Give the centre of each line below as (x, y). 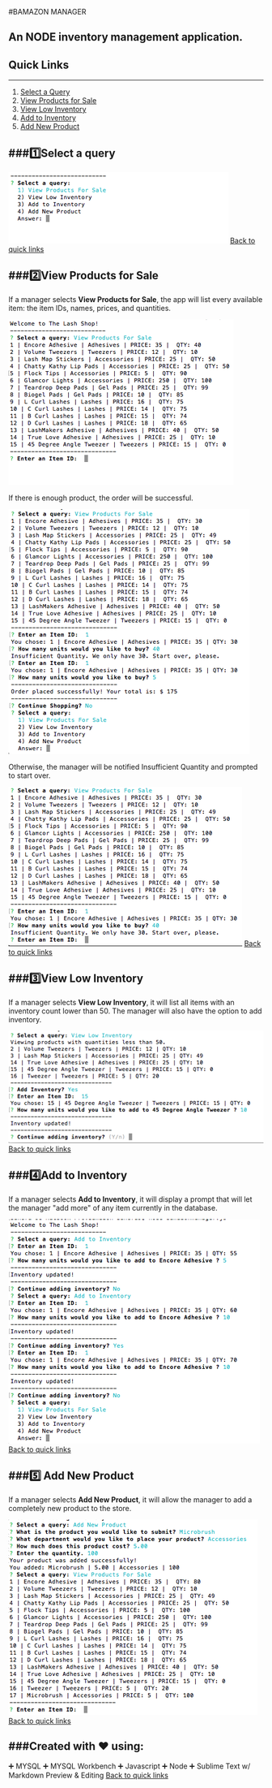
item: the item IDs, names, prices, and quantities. (90, 308)
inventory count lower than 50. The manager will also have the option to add (135, 1011)
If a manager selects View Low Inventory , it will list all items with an (121, 1002)
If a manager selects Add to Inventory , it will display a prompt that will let (130, 1199)
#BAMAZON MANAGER (47, 12)
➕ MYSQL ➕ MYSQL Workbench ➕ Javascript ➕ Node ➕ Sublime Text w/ (130, 1766)
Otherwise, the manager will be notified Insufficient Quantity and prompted (133, 767)
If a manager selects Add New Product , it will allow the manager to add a (130, 1499)
